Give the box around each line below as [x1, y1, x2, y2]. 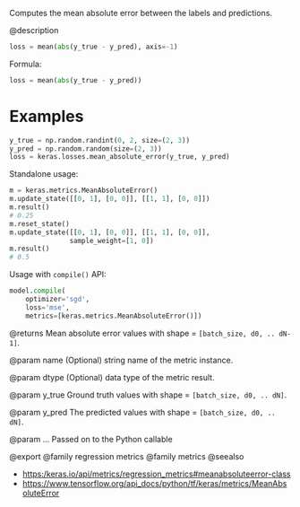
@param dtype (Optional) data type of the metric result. [9, 372, 215, 382]
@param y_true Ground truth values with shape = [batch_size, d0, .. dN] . [9, 389, 287, 400]
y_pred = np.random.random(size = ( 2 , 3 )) [9, 144, 163, 153]
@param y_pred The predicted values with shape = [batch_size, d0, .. [9, 406, 276, 417]
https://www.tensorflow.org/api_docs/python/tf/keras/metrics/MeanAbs [21, 477, 287, 488]
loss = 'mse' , [25, 302, 70, 312]
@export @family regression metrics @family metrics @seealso [9, 450, 244, 461]
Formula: [9, 58, 42, 69]
